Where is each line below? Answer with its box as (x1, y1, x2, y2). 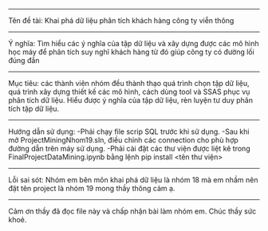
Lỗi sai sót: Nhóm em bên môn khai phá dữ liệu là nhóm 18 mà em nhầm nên (8, 175, 258, 184)
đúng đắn (8, 56, 40, 65)
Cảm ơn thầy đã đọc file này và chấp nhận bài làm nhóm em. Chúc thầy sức (8, 206, 257, 216)
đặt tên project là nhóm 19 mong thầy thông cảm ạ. (8, 184, 175, 193)
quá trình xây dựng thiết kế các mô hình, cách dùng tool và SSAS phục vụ (8, 87, 250, 96)
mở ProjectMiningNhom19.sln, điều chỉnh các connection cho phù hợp (8, 135, 239, 144)
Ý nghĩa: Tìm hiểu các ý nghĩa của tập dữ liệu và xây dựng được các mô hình (8, 39, 259, 48)
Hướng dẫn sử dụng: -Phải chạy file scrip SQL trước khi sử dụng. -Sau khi (8, 127, 250, 136)
